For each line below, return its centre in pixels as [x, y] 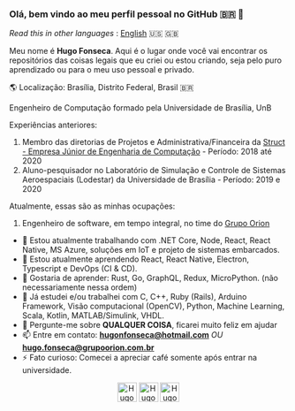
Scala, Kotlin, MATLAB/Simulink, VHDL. [93, 316]
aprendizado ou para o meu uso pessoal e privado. [102, 70]
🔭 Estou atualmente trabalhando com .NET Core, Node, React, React [146, 240]
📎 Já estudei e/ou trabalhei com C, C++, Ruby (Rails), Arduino [134, 297]
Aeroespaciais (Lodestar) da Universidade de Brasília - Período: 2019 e [151, 179]
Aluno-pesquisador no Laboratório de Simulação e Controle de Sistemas [154, 171]
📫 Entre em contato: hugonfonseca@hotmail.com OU [122, 335]
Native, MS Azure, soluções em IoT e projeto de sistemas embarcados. [151, 250]
